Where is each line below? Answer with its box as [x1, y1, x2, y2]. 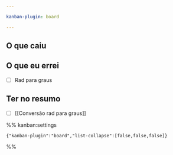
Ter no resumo [6, 94, 61, 104]
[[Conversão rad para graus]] [14, 110, 87, 117]
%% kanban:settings [6, 121, 57, 128]
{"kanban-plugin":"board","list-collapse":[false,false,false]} [6, 133, 168, 138]
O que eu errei [6, 61, 59, 71]
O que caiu [6, 41, 47, 51]
